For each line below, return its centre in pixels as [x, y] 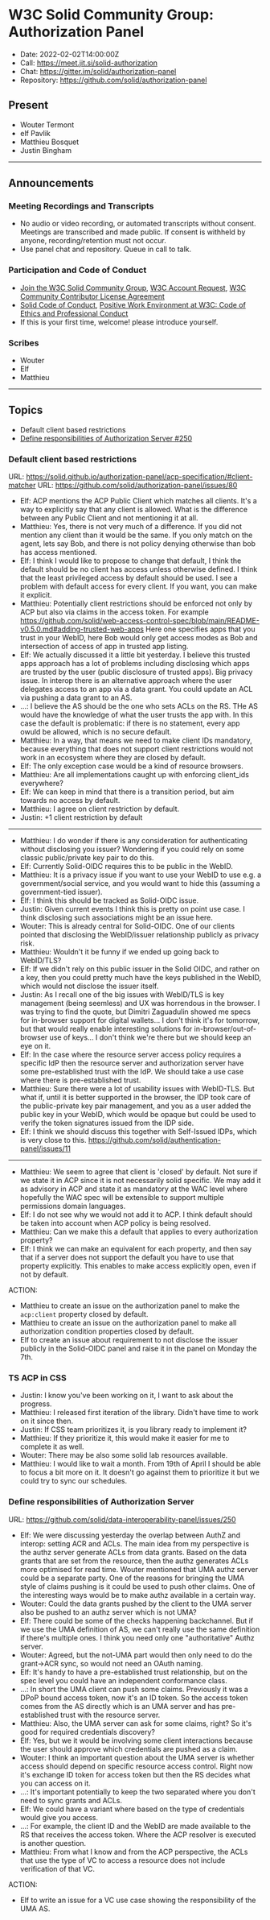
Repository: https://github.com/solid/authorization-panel [113, 80]
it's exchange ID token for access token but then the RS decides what [135, 1774]
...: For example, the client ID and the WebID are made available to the [135, 1826]
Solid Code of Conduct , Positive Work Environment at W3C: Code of [133, 304]
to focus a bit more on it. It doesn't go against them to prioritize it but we [139, 1472]
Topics [26, 410]
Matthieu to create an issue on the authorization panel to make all [128, 1323]
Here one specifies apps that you [200, 629]
